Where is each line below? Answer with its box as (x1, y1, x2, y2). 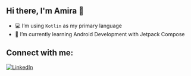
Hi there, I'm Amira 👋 (6, 6, 84, 16)
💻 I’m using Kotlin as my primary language (14, 22, 123, 29)
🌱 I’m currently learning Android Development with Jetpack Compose (14, 30, 185, 37)
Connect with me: (6, 48, 74, 58)
